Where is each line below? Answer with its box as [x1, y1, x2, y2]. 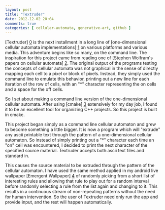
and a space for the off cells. [5, 86, 64, 92]
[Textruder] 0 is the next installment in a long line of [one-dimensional [5, 39, 147, 45]
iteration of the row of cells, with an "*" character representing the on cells [5, 81, 157, 87]
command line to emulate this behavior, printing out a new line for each [5, 76, 149, 82]
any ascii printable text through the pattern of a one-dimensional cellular [5, 132, 152, 138]
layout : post [5, 7, 32, 12]
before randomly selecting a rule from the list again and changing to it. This [5, 183, 158, 189]
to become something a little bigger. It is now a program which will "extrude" [5, 126, 161, 132]
